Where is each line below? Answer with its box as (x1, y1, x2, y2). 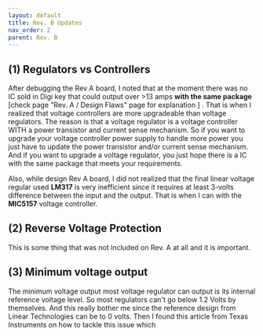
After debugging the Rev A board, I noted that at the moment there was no (8, 83, 249, 93)
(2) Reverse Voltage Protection (8, 222, 163, 235)
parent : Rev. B (8, 33, 58, 42)
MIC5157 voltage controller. (8, 199, 98, 209)
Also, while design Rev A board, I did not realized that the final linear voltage (8, 174, 255, 183)
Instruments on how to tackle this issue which (8, 319, 156, 329)
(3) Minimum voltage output (8, 265, 148, 279)
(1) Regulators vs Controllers (8, 62, 151, 76)
